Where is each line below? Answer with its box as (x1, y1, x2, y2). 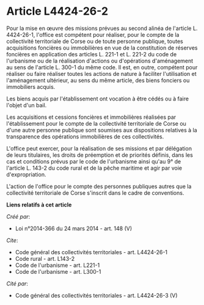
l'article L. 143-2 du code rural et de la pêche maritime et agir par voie (6, 164, 182, 171)
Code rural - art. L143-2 (15, 255, 75, 262)
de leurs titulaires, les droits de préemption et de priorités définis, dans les (6, 151, 194, 159)
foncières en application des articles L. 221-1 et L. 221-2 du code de (6, 50, 177, 58)
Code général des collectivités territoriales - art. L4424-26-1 (15, 248, 168, 255)
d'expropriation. (6, 170, 46, 178)
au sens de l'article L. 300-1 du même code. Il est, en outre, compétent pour (6, 63, 198, 71)
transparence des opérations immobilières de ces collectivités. (6, 133, 164, 140)
